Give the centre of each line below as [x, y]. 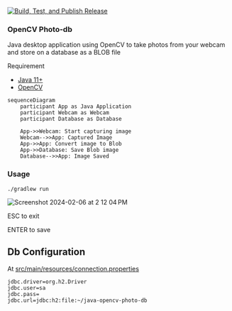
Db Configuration [46, 252]
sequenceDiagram [31, 100]
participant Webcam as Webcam [65, 113]
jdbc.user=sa [27, 288]
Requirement [26, 66]
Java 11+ [30, 80]
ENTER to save [29, 229]
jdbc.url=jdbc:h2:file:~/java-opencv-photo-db [77, 301]
